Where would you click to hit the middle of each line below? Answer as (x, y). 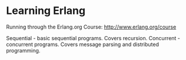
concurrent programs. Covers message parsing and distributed (83, 44)
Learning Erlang (46, 11)
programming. (23, 50)
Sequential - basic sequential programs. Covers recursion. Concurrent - (93, 38)
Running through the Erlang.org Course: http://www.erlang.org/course (91, 27)
